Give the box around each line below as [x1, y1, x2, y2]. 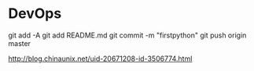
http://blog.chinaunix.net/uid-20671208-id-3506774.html [8, 54, 193, 63]
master [8, 38, 31, 48]
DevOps [8, 5, 62, 23]
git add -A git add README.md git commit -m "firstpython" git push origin [8, 30, 247, 40]
